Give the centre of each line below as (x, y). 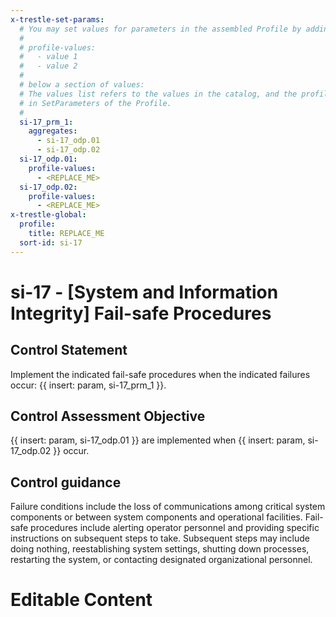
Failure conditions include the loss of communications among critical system (168, 507)
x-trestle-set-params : (57, 19)
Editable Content (81, 600)
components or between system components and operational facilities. (156, 517)
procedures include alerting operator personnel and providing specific (175, 528)
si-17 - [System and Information (144, 292)
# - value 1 (48, 57)
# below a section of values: (82, 85)
